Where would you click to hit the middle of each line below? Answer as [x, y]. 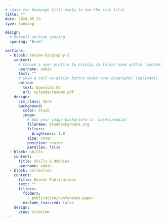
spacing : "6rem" [26, 42]
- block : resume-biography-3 [40, 55]
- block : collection [31, 170]
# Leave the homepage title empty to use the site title [65, 10]
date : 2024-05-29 [23, 19]
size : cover [39, 138]
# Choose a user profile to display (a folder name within [80, 64]
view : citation [34, 212]
